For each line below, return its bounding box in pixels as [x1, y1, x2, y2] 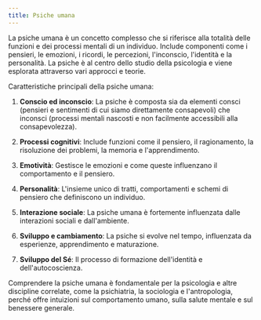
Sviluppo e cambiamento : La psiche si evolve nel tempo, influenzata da [19, 231, 252, 240]
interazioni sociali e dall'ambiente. [19, 216, 129, 225]
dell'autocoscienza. [19, 263, 83, 272]
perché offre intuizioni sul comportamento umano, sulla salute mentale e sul [8, 295, 253, 304]
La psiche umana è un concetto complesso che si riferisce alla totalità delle [8, 33, 251, 42]
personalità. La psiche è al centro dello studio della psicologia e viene [8, 58, 233, 67]
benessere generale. [8, 303, 75, 312]
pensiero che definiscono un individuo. [19, 192, 146, 202]
